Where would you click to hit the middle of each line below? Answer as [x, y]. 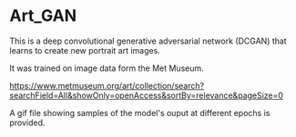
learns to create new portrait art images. [85, 50]
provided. [27, 122]
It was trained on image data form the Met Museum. [107, 68]
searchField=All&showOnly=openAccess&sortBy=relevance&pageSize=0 [147, 95]
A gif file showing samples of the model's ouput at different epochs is [140, 113]
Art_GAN [43, 16]
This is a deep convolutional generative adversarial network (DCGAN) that [148, 41]
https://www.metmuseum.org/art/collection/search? [107, 85]
